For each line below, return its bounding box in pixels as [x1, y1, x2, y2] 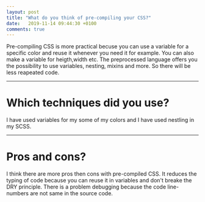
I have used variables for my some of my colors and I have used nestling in [6, 116, 194, 124]
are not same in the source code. [30, 190, 113, 197]
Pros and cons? [6, 150, 87, 164]
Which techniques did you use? [6, 96, 170, 110]
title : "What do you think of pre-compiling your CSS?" [6, 15, 151, 21]
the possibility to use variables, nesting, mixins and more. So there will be [6, 62, 191, 70]
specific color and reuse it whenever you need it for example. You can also [6, 50, 194, 57]
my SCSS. [6, 123, 32, 130]
